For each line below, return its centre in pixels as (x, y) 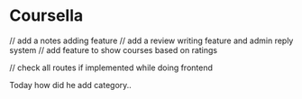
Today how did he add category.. (71, 85)
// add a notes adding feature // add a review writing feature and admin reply (151, 40)
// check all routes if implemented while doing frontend (111, 67)
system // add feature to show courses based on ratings (114, 49)
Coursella (46, 16)
